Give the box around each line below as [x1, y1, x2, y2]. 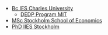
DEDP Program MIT [20, 11, 67, 18]
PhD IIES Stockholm [11, 23, 60, 30]
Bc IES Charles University [11, 5, 74, 11]
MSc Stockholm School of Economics [11, 17, 102, 24]
